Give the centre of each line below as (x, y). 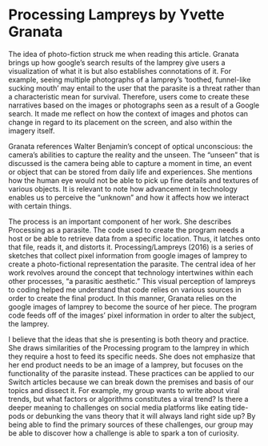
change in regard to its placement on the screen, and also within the (120, 122)
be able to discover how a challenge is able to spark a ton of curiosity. (124, 433)
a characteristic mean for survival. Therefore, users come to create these (129, 96)
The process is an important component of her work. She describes (120, 221)
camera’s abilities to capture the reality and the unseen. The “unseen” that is (134, 155)
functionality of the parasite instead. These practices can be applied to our (131, 373)
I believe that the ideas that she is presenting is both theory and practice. (129, 339)
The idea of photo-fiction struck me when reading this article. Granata (124, 54)
